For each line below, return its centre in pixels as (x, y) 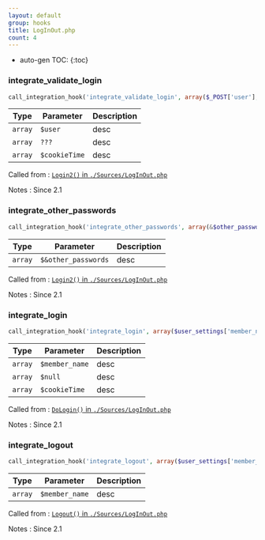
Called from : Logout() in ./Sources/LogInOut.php (88, 513)
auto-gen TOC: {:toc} (54, 60)
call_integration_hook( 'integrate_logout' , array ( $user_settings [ (119, 462)
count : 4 (22, 38)
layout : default (35, 15)
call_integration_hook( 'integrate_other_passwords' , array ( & (111, 227)
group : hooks (30, 23)
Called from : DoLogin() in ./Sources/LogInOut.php (90, 409)
